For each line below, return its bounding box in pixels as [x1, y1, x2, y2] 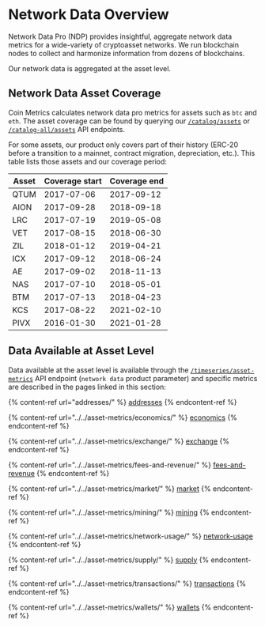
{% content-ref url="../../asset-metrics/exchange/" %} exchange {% [8, 436, 229, 446]
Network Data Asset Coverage [8, 87, 161, 100]
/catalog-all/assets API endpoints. [8, 124, 125, 134]
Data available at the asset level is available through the [8, 365, 189, 375]
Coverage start [44, 176, 103, 187]
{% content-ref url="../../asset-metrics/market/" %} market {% [8, 484, 211, 493]
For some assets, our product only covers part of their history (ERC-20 [8, 140, 239, 149]
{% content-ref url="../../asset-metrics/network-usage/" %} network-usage [8, 531, 253, 541]
